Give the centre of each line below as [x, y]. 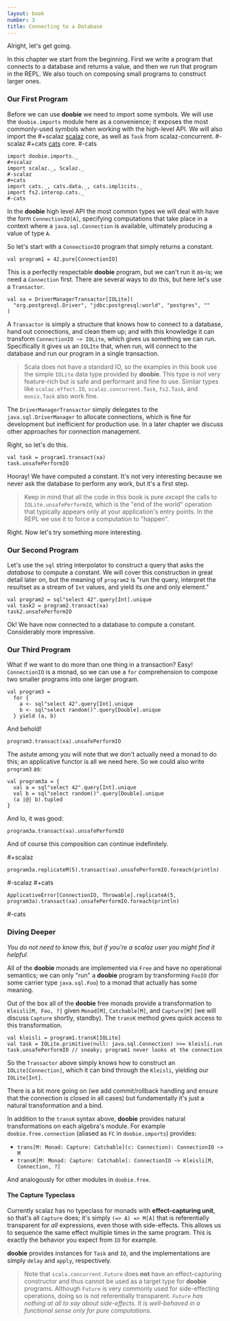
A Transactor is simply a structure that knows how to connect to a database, [115, 324]
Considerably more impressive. [51, 632]
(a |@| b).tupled [38, 800]
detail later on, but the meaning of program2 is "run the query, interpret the [112, 579]
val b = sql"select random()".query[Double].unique [89, 794]
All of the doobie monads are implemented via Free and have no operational [114, 968]
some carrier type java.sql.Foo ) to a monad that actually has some [102, 982]
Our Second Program [43, 550]
